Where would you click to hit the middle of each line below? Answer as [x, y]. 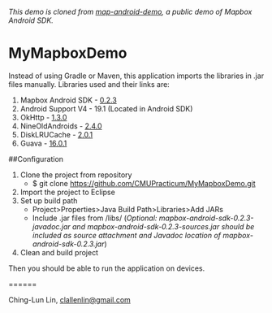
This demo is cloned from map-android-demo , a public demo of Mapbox [130, 12]
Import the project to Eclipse [67, 192]
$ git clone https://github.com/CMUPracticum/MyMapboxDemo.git [144, 183]
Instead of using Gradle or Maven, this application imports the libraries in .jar [136, 76]
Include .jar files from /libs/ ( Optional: [95, 218]
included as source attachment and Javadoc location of [127, 235]
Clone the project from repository [76, 175]
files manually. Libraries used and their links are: [89, 84]
